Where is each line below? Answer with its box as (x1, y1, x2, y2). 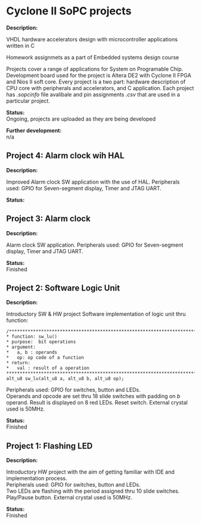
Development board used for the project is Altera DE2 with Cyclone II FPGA (6, 71, 191, 79)
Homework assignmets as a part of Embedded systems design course (6, 53, 179, 61)
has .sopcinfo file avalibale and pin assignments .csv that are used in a (6, 91, 181, 98)
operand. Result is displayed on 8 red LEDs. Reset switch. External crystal (6, 399, 188, 406)
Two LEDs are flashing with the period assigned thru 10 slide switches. (6, 487, 180, 495)
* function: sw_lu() (6, 334, 58, 340)
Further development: (6, 127, 62, 134)
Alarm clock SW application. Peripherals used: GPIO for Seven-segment (6, 241, 184, 248)
